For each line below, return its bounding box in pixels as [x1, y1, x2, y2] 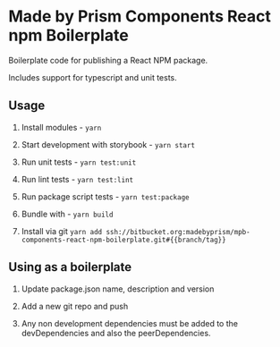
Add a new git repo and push [21, 300, 129, 311]
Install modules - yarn [21, 122, 102, 132]
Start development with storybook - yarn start [21, 139, 196, 149]
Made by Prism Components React [8, 6, 272, 27]
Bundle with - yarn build [21, 208, 114, 219]
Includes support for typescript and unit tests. [8, 72, 178, 82]
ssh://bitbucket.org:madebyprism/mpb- [106, 227, 251, 236]
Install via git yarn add [21, 225, 103, 236]
